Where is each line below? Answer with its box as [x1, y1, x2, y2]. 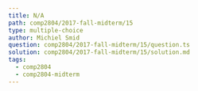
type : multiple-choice [8, 26, 83, 34]
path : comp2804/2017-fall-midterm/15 [8, 19, 134, 27]
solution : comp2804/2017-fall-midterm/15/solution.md [8, 48, 191, 56]
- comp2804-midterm [15, 70, 80, 78]
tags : [8, 56, 26, 64]
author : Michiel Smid [8, 33, 80, 42]
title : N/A [8, 11, 45, 20]
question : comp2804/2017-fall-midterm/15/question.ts [8, 41, 191, 49]
